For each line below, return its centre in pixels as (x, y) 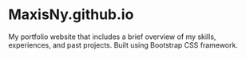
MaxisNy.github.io (71, 15)
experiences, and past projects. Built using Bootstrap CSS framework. (123, 44)
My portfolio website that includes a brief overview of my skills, (112, 37)
